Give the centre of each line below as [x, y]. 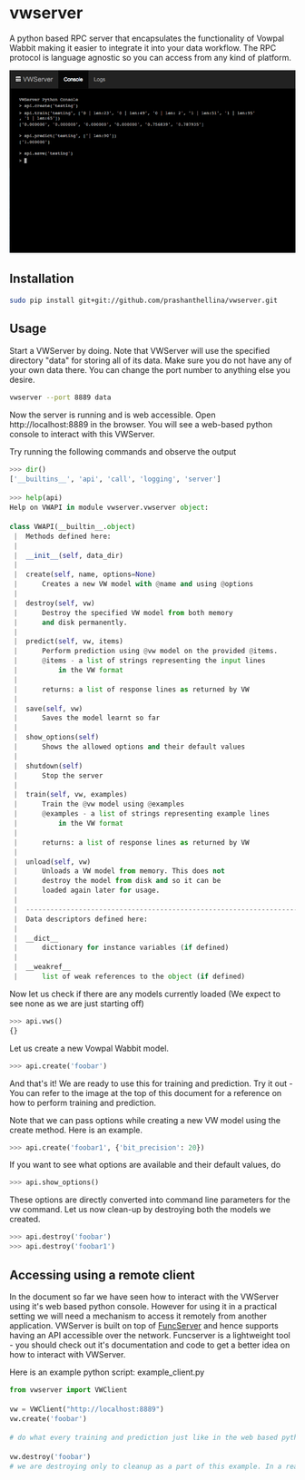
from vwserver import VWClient [69, 1390]
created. [25, 1220]
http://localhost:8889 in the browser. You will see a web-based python [141, 424]
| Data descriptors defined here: [80, 919]
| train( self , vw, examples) [70, 795]
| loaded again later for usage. [87, 891]
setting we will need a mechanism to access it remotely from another [138, 1316]
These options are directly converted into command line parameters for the [150, 1200]
